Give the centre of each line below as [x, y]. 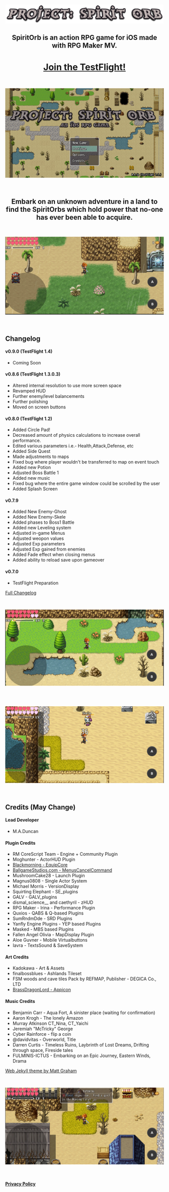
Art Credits [17, 957]
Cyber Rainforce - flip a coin [42, 1034]
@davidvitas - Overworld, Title [44, 1039]
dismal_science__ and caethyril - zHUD [53, 902]
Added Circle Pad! [31, 430]
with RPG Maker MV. [84, 45]
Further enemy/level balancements [48, 396]
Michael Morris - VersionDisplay [46, 886]
